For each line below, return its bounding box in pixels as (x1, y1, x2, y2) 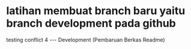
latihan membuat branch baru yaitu (6, 4, 186, 18)
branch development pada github (6, 17, 176, 30)
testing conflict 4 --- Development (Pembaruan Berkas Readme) (6, 36, 165, 43)
